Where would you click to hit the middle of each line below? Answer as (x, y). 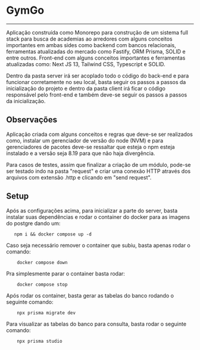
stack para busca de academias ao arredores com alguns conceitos (89, 39)
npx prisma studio (40, 341)
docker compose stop (42, 284)
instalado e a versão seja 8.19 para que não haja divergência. (81, 153)
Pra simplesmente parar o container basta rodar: (65, 273)
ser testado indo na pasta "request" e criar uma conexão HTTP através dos (99, 171)
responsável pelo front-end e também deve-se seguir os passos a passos (97, 95)
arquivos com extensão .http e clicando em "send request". (79, 177)
